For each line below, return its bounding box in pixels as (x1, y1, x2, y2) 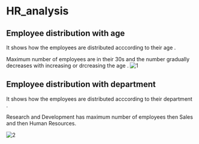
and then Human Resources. (6, 119, 77, 127)
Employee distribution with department (6, 79, 156, 89)
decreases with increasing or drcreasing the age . (6, 62, 129, 69)
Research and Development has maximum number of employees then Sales (6, 113, 194, 121)
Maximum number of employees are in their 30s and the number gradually (6, 56, 190, 62)
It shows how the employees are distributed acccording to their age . (6, 44, 176, 51)
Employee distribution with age (6, 28, 125, 38)
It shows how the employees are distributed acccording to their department (6, 95, 193, 103)
